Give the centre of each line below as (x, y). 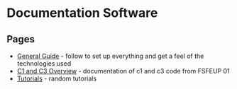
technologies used (44, 64)
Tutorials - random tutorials (57, 78)
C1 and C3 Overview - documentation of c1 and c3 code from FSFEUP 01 (123, 71)
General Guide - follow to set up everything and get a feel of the (110, 56)
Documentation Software (82, 13)
